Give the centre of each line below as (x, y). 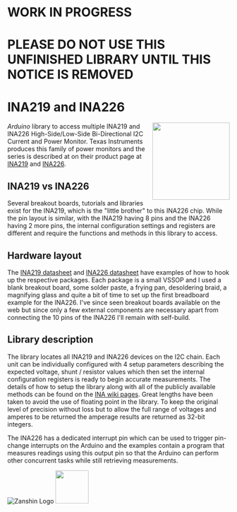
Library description (50, 340)
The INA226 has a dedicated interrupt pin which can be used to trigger (110, 438)
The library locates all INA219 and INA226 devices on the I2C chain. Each (114, 357)
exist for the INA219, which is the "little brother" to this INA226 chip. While (115, 211)
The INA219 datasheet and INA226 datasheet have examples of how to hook (119, 272)
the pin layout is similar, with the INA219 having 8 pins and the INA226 (109, 218)
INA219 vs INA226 (48, 186)
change (18, 445)
